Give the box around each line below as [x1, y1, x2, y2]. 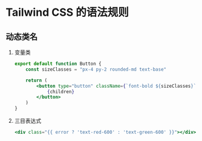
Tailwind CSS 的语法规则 [5, 5, 129, 19]
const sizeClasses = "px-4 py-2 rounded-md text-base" [25, 66, 167, 73]
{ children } [47, 88, 75, 94]
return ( [25, 77, 48, 84]
